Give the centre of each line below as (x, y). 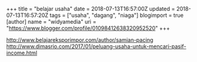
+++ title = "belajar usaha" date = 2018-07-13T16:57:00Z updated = (91, 9)
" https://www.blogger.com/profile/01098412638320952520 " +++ (88, 28)
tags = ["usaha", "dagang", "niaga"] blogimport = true (116, 15)
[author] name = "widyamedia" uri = (52, 22)
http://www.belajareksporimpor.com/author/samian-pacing (80, 40)
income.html (22, 53)
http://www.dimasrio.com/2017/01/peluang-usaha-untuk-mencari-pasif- (96, 46)
